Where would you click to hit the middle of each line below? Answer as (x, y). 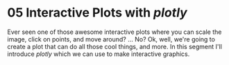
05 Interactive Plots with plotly (97, 13)
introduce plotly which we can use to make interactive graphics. (99, 54)
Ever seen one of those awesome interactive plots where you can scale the (114, 32)
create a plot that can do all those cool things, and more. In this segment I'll (114, 46)
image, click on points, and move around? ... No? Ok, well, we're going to (111, 39)
